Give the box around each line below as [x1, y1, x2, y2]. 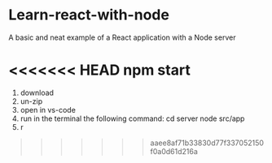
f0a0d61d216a [150, 146, 198, 156]
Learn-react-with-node [8, 6, 169, 24]
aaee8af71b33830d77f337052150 [150, 138, 265, 148]
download [20, 88, 55, 97]
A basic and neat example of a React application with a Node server [8, 32, 236, 42]
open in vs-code [20, 105, 76, 114]
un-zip [20, 96, 43, 106]
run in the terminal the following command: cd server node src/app [20, 114, 245, 123]
